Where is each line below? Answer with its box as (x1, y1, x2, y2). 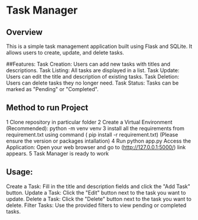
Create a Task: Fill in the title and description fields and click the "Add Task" (6, 183, 191, 190)
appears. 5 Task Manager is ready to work (6, 150, 109, 157)
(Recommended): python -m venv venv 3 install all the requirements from (6, 125, 184, 132)
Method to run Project (6, 103, 89, 113)
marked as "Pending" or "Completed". (6, 86, 99, 92)
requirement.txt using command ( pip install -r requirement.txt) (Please (6, 131, 178, 138)
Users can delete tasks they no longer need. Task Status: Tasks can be (6, 79, 179, 86)
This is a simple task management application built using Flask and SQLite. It (6, 43, 193, 50)
